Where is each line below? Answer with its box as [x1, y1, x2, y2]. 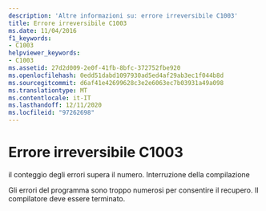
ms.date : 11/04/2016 [8, 26, 78, 34]
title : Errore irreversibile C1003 [8, 19, 127, 27]
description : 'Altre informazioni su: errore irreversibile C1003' [8, 11, 239, 20]
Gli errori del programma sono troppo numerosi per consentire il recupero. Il [8, 185, 259, 195]
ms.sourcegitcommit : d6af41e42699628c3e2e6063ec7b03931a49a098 [8, 79, 224, 87]
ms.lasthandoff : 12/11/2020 [8, 101, 103, 109]
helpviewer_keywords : [8, 49, 81, 57]
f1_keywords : [8, 34, 52, 43]
